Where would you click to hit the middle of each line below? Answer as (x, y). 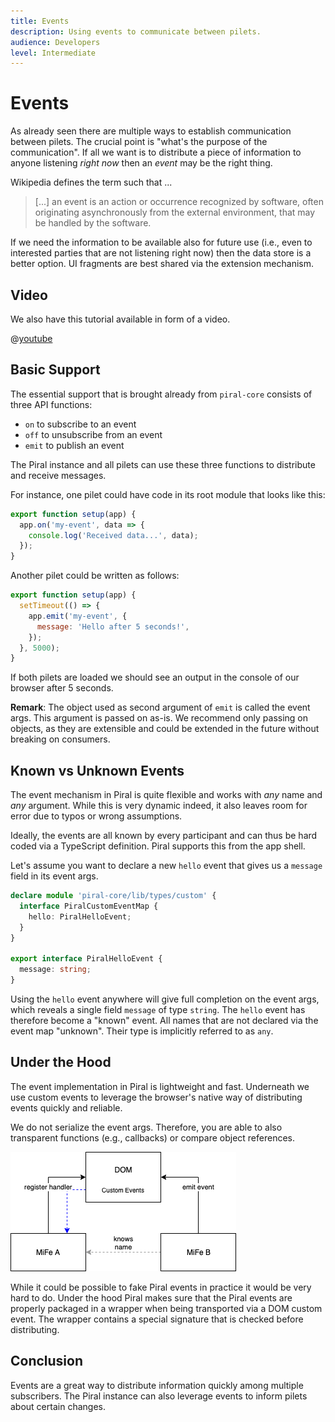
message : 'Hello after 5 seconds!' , (113, 626)
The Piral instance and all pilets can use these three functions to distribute (163, 464)
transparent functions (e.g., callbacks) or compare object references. (153, 1137)
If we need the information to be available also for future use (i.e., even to (161, 242)
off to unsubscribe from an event (93, 434)
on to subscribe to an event (80, 424)
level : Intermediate (53, 53)
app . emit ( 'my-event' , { (78, 616)
